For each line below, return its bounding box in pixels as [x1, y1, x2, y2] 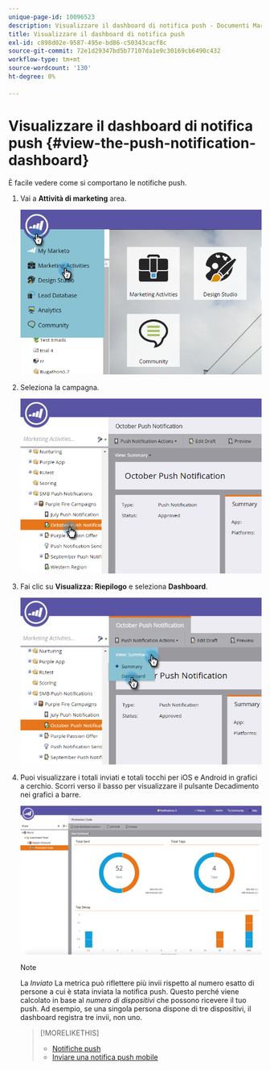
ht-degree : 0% [8, 73, 56, 81]
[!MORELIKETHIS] [39, 1028, 100, 1038]
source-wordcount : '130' [8, 65, 92, 73]
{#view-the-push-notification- [45, 134, 256, 152]
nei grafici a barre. [19, 790, 82, 800]
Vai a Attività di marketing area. [19, 194, 127, 203]
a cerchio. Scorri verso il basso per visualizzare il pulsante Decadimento [19, 781, 260, 791]
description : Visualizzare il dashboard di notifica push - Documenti [8, 21, 250, 30]
